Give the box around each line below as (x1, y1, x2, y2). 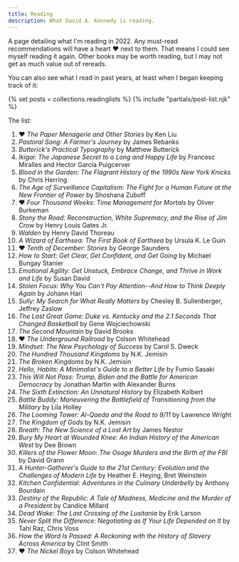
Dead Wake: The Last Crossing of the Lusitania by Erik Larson (18, 509, 201, 517)
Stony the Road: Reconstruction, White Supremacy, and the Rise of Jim (18, 213, 228, 222)
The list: (8, 116, 32, 125)
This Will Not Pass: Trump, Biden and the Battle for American (18, 372, 198, 381)
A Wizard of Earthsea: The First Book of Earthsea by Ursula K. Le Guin (18, 236, 226, 245)
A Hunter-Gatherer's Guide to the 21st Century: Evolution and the (18, 463, 210, 471)
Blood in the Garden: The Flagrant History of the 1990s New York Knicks (18, 168, 231, 176)
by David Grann (18, 456, 65, 464)
